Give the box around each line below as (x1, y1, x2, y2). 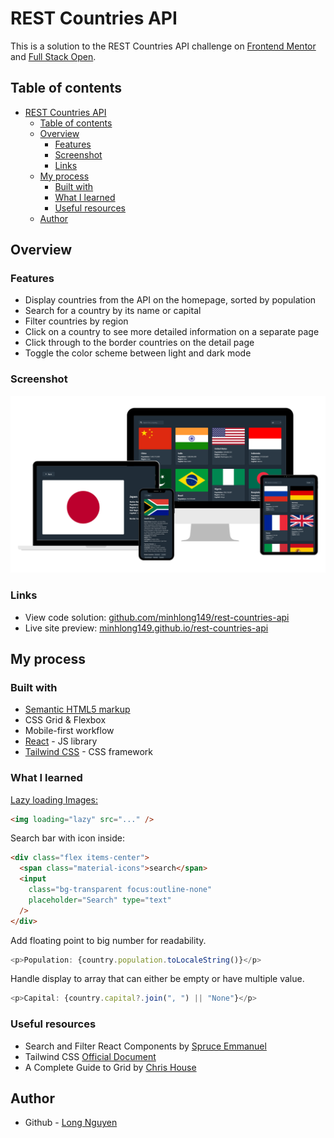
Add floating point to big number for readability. (10, 934, 207, 946)
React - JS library (24, 735, 98, 747)
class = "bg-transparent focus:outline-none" (28, 885, 213, 895)
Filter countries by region (24, 315, 129, 327)
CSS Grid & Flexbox (24, 714, 107, 726)
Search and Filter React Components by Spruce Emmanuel (24, 1040, 267, 1052)
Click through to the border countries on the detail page (24, 337, 255, 349)
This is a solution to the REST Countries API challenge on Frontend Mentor (10, 40, 317, 52)
